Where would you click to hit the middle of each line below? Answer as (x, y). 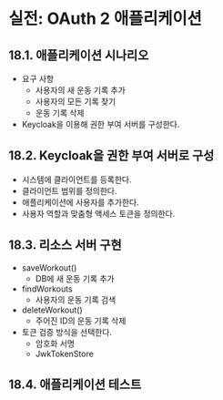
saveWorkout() (49, 267)
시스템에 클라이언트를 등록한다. (77, 179)
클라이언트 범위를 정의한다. (69, 190)
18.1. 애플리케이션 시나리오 (79, 55)
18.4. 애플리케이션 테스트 (75, 385)
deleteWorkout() (52, 310)
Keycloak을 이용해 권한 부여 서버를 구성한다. (101, 124)
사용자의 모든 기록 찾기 (76, 102)
